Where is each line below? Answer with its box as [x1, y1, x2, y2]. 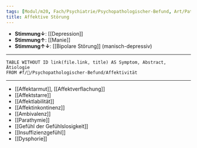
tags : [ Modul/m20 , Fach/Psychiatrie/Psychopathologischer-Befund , [6, 8, 172, 15]
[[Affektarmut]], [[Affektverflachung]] [14, 85, 106, 92]
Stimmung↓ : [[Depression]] [14, 30, 83, 37]
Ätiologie [6, 64, 30, 70]
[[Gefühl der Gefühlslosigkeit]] [14, 122, 89, 129]
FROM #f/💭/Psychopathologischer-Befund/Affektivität [6, 70, 138, 75]
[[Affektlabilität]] [14, 98, 55, 105]
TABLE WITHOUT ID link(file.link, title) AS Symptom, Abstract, [6, 59, 167, 65]
